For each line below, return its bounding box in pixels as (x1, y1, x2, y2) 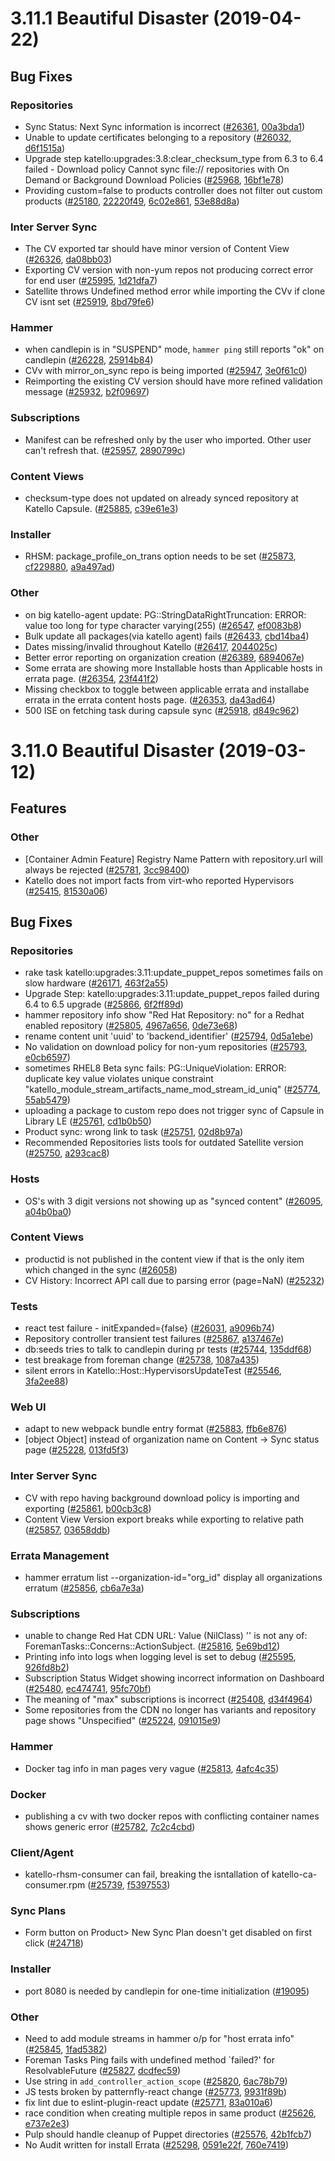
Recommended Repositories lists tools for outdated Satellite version (24, 1137, 304, 1149)
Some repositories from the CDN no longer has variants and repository (24, 1704, 317, 1716)
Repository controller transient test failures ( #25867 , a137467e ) (24, 1333, 285, 1345)
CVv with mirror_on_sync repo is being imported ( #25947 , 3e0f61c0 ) (24, 365, 308, 377)
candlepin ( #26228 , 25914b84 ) (24, 354, 154, 366)
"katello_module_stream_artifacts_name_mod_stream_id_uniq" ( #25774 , (24, 1083, 321, 1096)
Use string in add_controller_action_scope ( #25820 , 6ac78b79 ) (24, 2075, 288, 2087)
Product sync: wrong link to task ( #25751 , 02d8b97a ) (24, 1126, 244, 1138)
